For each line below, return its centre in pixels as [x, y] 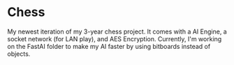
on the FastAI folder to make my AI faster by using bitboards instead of [109, 46]
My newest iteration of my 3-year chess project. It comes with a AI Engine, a [117, 31]
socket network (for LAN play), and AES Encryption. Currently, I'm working [115, 38]
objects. [19, 54]
